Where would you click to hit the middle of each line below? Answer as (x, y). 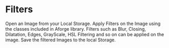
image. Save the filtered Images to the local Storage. (61, 40)
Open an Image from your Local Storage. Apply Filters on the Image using (83, 23)
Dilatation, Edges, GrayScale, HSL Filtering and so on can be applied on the (85, 34)
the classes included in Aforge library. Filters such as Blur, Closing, (76, 29)
